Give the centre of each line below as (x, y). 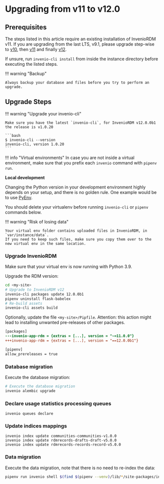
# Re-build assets (24, 303)
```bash (13, 135)
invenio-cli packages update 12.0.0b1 (44, 294)
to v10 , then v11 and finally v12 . (36, 49)
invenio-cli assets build (31, 308)
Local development (25, 177)
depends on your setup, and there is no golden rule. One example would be (81, 192)
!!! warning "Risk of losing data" (37, 221)
